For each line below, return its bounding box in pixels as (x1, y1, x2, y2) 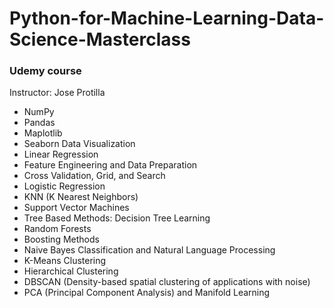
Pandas (23, 117, 56, 129)
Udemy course (9, 64, 82, 78)
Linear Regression (23, 148, 99, 161)
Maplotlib (23, 127, 63, 139)
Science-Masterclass (9, 28, 191, 51)
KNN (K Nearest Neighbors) (23, 191, 139, 203)
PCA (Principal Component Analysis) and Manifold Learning (23, 287, 271, 299)
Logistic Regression (23, 180, 106, 192)
